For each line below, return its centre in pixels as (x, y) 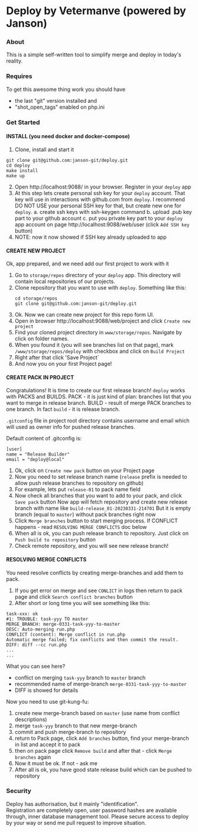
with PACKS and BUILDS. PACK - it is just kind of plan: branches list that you (99, 396)
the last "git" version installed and (56, 100)
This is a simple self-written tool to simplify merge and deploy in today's (94, 55)
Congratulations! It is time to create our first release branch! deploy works (95, 391)
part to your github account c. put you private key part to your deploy (99, 218)
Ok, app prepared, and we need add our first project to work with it (88, 264)
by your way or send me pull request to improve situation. (76, 823)
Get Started (23, 122)
